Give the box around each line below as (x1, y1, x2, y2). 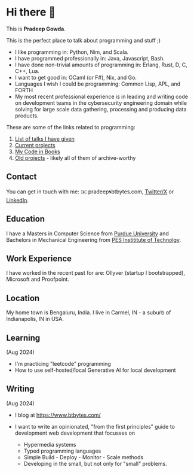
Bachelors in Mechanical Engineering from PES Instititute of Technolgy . (6, 236, 181, 243)
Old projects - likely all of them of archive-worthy (14, 154, 136, 161)
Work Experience (6, 253, 72, 263)
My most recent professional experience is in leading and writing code (14, 93, 188, 100)
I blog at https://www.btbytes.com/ (14, 411, 101, 419)
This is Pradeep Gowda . (6, 25, 66, 32)
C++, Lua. (14, 67, 40, 74)
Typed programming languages (23, 447, 101, 454)
